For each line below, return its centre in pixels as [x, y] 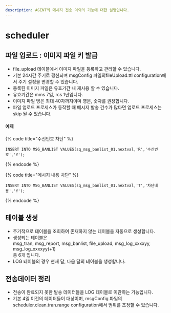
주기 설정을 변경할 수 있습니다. [48, 81]
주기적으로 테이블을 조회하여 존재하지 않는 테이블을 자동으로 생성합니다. [84, 231]
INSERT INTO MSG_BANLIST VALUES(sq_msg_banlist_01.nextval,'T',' [76, 185]
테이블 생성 [22, 218]
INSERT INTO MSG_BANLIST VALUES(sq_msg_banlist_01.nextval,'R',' [76, 149]
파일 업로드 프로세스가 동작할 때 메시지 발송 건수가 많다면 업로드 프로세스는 [87, 107]
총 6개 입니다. [26, 255]
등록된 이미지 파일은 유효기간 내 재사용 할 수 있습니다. [66, 88]
